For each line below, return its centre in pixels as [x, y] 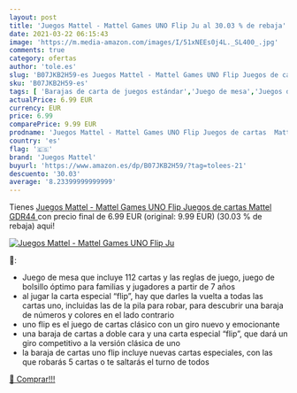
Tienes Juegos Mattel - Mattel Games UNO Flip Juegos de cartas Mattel [141, 207]
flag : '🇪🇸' [31, 149]
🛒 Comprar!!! [32, 379]
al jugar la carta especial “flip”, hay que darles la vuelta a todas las [142, 297]
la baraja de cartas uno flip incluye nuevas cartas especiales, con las [147, 353]
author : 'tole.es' [43, 67]
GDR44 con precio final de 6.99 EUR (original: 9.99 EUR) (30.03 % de [136, 217]
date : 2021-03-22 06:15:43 [59, 34]
